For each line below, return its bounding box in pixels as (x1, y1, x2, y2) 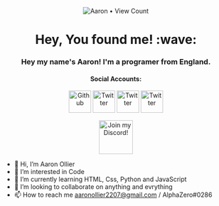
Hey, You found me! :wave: (35, 32, 197, 48)
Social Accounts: (90, 75, 142, 83)
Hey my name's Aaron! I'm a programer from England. (21, 57, 211, 67)
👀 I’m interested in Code (14, 168, 85, 176)
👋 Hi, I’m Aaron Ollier (14, 160, 75, 168)
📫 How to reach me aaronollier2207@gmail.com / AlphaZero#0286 (14, 190, 213, 199)
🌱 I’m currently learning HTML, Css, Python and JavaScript (14, 175, 187, 184)
